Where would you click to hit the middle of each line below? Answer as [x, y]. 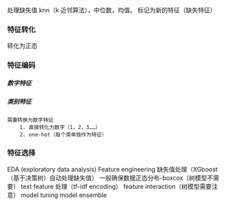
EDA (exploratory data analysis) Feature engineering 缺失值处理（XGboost [113, 169]
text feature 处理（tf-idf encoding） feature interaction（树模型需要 [116, 186]
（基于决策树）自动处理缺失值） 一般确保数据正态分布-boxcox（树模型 [107, 178]
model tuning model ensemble [64, 195]
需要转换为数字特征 [30, 120]
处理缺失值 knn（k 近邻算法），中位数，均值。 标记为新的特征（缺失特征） [112, 10]
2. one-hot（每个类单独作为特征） [63, 135]
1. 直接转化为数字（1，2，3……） [60, 127]
